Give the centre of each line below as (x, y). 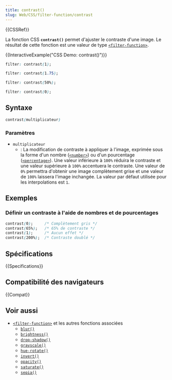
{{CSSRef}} (17, 29)
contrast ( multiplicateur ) (33, 119)
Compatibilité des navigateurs (55, 282)
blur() (27, 329)
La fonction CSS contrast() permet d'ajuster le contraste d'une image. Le (83, 39)
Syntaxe (19, 108)
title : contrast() (25, 10)
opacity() (31, 362)
